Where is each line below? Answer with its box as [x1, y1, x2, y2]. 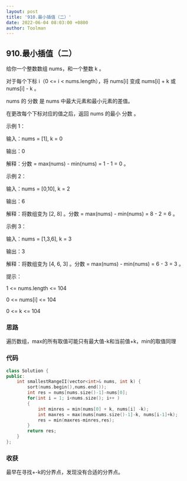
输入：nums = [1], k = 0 [6, 135, 63, 142]
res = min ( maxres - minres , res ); [37, 417, 115, 423]
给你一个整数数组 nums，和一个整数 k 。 [6, 65, 104, 73]
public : [6, 373, 25, 379]
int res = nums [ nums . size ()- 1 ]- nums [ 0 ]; [27, 390, 128, 396]
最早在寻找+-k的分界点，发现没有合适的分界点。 [6, 469, 124, 476]
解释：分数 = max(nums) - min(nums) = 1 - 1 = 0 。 [6, 160, 129, 167]
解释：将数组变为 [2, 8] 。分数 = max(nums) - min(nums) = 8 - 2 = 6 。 [6, 210, 178, 218]
